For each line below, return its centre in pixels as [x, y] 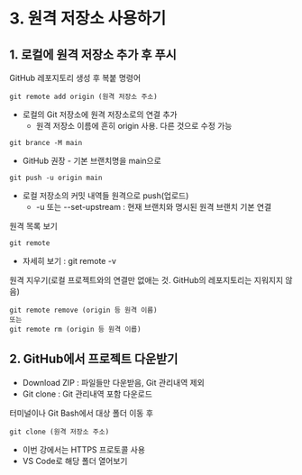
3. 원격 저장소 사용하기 [88, 18]
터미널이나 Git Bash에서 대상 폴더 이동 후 [82, 413]
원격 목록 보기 [34, 226]
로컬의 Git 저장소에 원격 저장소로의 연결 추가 [100, 114]
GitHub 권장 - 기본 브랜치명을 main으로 [92, 160]
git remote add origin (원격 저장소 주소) [83, 96]
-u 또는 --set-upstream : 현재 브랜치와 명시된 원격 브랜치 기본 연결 [154, 207]
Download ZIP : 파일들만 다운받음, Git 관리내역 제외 [113, 382]
